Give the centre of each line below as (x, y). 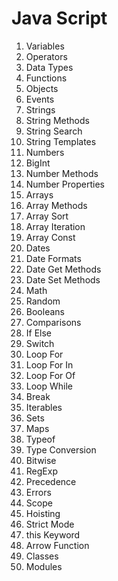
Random (43, 301)
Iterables (44, 407)
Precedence (51, 481)
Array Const (50, 237)
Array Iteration (55, 226)
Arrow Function (57, 545)
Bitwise (41, 460)
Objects (42, 88)
